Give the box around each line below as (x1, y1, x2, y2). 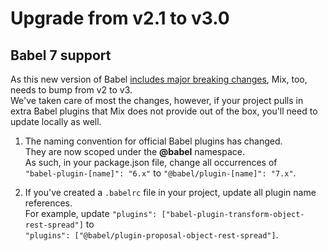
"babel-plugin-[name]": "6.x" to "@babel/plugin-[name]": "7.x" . (24, 167, 297, 179)
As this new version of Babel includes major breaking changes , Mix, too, (10, 73, 308, 85)
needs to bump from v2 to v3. (10, 84, 133, 96)
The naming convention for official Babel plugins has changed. (24, 135, 283, 147)
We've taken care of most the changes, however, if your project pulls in (10, 95, 304, 106)
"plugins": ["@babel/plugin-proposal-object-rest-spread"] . (24, 229, 279, 241)
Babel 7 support (10, 47, 112, 64)
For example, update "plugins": (24, 208, 158, 219)
